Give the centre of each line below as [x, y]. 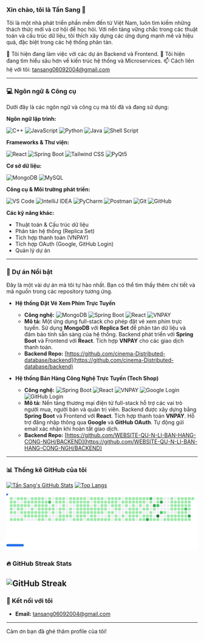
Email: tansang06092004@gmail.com [63, 614]
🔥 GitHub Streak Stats [39, 564]
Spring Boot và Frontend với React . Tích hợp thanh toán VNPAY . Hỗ [109, 416]
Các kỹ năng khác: [30, 212]
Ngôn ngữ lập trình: [31, 118]
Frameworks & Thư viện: [38, 142]
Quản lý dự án [32, 250]
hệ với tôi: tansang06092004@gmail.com [58, 70]
